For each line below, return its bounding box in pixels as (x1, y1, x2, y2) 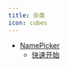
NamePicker (19, 40, 60, 50)
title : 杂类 (8, 11, 45, 20)
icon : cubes (8, 19, 47, 27)
